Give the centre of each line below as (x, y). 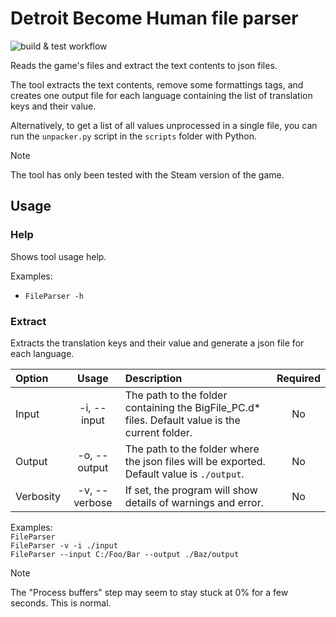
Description (153, 378)
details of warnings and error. (194, 502)
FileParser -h (54, 296)
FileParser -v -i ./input (64, 545)
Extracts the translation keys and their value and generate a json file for (157, 343)
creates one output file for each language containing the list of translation (161, 95)
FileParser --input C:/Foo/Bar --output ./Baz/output (125, 554)
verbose (93, 502)
